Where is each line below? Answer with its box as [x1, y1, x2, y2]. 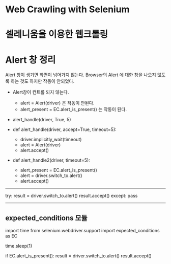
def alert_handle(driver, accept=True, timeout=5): [12, 126, 117, 133]
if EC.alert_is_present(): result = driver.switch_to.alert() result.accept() [5, 253, 152, 259]
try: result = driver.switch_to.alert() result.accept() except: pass [5, 193, 138, 199]
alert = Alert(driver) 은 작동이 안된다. [20, 100, 95, 106]
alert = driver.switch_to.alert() [20, 172, 82, 179]
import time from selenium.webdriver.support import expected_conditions [5, 228, 160, 234]
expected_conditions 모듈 [5, 213, 88, 222]
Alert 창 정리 [5, 54, 56, 65]
